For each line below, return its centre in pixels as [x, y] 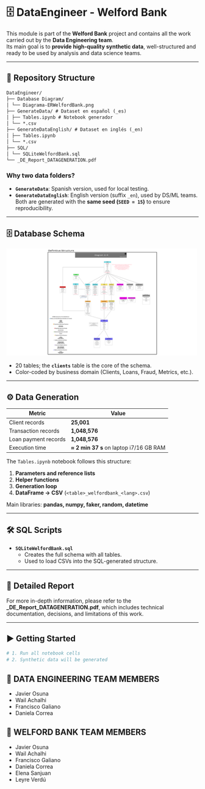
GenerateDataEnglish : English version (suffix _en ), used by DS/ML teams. [106, 195]
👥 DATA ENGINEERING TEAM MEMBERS [83, 679]
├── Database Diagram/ [35, 99]
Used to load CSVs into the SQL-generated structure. [91, 561]
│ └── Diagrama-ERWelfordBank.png [50, 105]
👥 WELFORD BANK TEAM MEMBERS [76, 732]
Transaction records [34, 431]
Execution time [27, 448]
